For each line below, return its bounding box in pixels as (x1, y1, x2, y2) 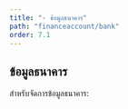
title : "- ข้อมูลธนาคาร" (9, 13, 88, 23)
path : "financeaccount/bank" (9, 22, 120, 31)
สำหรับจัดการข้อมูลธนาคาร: (9, 88, 89, 99)
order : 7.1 (9, 30, 51, 39)
